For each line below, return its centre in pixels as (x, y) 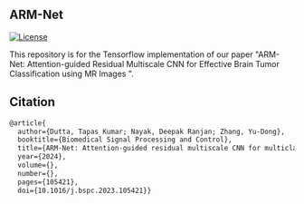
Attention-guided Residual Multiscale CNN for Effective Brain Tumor (153, 63)
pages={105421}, (48, 182)
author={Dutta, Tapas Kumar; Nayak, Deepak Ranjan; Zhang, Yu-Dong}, (151, 131)
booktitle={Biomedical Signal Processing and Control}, (125, 140)
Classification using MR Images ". (71, 73)
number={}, (38, 173)
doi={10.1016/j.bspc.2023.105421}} (85, 190)
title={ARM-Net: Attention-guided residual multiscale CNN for (139, 149)
